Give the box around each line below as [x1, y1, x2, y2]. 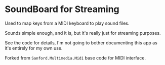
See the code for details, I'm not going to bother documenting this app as [5, 39, 157, 46]
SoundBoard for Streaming [5, 4, 119, 15]
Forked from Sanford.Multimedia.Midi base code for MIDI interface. [5, 54, 146, 61]
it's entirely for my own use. [5, 45, 63, 51]
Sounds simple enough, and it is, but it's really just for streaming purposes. [5, 30, 161, 36]
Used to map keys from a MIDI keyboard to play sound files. [5, 20, 130, 26]
